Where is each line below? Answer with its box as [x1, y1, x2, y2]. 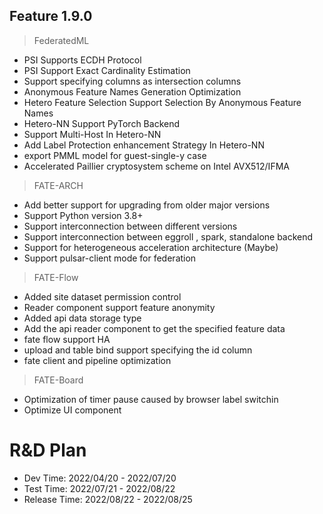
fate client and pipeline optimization [23, 354, 172, 366]
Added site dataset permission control [23, 290, 182, 303]
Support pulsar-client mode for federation [23, 252, 197, 264]
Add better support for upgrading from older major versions [23, 199, 271, 211]
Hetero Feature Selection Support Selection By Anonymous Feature [23, 96, 302, 108]
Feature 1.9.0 [9, 8, 93, 25]
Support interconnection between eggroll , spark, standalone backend [23, 230, 314, 243]
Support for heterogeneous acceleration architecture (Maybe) [23, 241, 279, 253]
